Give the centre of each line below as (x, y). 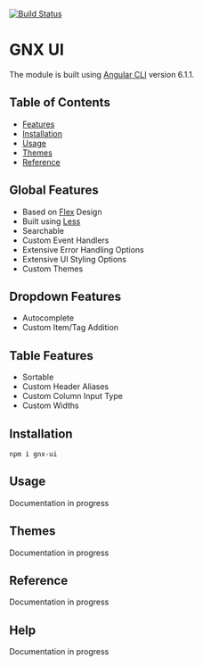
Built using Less (51, 221)
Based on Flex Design (62, 212)
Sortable (38, 377)
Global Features (54, 191)
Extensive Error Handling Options (83, 249)
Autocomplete (48, 318)
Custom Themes (53, 269)
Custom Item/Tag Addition (70, 328)
